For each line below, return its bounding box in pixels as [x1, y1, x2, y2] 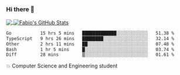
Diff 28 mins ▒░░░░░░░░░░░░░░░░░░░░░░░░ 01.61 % [6, 52, 175, 58]
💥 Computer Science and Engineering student [6, 62, 118, 69]
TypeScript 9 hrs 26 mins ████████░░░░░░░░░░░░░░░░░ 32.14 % [6, 35, 175, 41]
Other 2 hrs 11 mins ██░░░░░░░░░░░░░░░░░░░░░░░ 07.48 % [6, 41, 175, 47]
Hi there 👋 [6, 5, 35, 13]
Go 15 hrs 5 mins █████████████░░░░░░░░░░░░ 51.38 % [6, 30, 175, 36]
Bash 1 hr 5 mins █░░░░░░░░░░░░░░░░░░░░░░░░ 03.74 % [6, 47, 175, 52]
